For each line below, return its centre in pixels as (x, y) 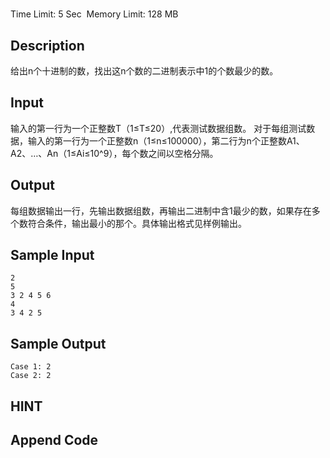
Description (47, 45)
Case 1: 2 (31, 367)
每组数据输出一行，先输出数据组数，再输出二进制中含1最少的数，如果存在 (161, 210)
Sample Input (52, 255)
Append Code (54, 440)
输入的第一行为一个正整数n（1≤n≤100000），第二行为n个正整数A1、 (166, 140)
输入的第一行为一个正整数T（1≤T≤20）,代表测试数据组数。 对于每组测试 (158, 128)
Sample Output (58, 343)
